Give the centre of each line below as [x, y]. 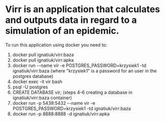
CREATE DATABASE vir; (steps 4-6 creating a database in [72, 92]
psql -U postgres [30, 87]
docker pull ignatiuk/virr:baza [43, 55]
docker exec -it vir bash [37, 82]
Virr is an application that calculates [83, 9]
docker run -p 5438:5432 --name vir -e [54, 103]
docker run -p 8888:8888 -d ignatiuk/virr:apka [61, 114]
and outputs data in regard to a [71, 20]
